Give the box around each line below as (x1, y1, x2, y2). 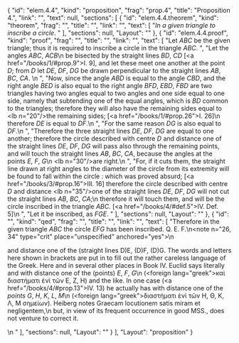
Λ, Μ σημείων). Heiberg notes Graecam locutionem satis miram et (7, 299, 201, 307)
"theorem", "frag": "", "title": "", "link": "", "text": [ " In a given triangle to (7, 21, 216, 29)
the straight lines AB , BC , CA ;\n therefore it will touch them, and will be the (7, 195, 225, 203)
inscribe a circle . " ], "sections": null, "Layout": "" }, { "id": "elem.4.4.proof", (7, 28, 229, 37)
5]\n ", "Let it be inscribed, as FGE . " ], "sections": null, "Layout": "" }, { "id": (7, 209, 229, 218)
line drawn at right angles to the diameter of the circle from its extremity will (7, 165, 230, 173)
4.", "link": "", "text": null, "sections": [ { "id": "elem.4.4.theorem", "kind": (7, 13, 219, 22)
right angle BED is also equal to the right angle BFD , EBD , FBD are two (7, 82, 213, 89)
